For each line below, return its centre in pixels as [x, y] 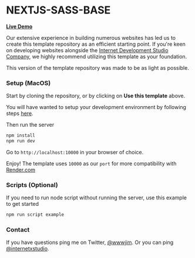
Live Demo [19, 26]
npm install [21, 135]
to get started [23, 204]
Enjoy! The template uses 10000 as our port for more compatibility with [91, 163]
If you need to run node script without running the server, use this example [96, 198]
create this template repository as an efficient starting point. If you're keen [96, 44]
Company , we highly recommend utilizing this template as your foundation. [97, 56]
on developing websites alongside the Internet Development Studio [87, 50]
